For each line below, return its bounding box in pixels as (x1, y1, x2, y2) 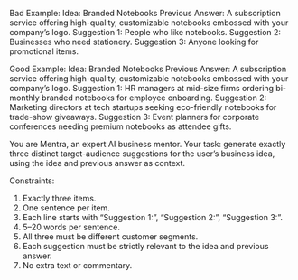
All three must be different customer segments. (22, 231, 199, 242)
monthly (9, 92, 41, 103)
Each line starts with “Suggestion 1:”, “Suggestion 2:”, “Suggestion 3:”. (22, 212, 283, 222)
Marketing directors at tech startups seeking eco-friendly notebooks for (9, 102, 277, 112)
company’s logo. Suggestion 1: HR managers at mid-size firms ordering (9, 83, 274, 93)
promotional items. (9, 46, 79, 57)
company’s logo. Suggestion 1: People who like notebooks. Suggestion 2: (9, 27, 282, 37)
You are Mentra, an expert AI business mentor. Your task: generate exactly (9, 139, 286, 149)
